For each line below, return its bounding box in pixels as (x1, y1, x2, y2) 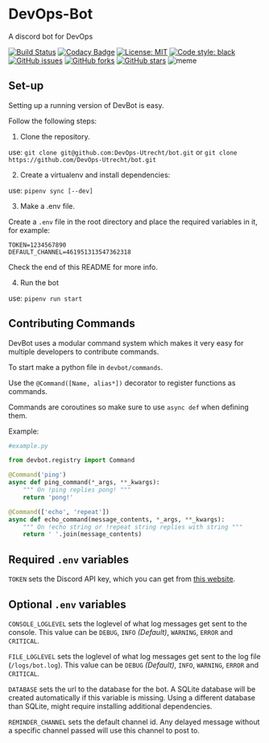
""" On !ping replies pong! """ (23, 486, 131, 494)
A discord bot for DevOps (8, 31, 93, 41)
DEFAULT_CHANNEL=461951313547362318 (8, 247, 131, 256)
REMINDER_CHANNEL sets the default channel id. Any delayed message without (8, 716, 260, 726)
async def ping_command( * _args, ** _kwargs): (8, 479, 160, 487)
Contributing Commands (8, 317, 135, 330)
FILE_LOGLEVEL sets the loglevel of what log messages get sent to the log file (8, 651, 261, 661)
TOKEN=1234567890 (8, 241, 67, 249)
